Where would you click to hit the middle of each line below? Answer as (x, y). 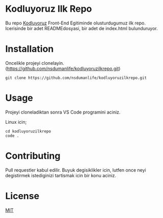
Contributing (33, 156)
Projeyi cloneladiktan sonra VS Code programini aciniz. (63, 112)
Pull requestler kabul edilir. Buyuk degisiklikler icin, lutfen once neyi (76, 170)
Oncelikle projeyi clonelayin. (35, 63)
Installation (30, 49)
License (22, 196)
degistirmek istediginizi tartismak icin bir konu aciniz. (61, 175)
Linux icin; (16, 122)
